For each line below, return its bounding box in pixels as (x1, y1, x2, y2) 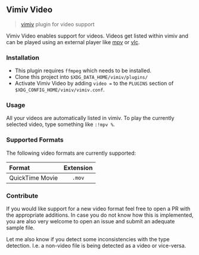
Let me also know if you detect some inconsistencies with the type (6, 236, 170, 242)
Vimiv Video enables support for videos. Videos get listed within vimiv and (6, 32, 189, 39)
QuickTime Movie (9, 173, 58, 182)
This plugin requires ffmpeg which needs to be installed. (14, 67, 152, 74)
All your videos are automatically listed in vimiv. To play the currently (6, 115, 175, 122)
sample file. (6, 224, 35, 231)
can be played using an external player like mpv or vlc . (6, 38, 140, 45)
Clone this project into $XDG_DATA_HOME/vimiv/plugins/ (14, 73, 148, 81)
